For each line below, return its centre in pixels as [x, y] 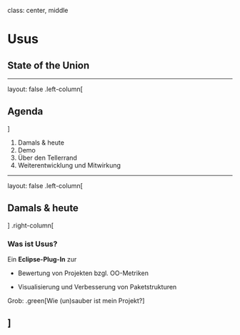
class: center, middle [38, 10]
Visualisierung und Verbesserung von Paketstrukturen [97, 287]
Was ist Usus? [32, 244]
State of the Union [49, 65]
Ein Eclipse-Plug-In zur [42, 259]
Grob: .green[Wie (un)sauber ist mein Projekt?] [76, 300]
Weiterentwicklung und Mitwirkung [69, 165]
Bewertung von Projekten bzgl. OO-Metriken [83, 273]
